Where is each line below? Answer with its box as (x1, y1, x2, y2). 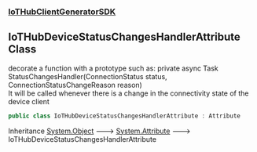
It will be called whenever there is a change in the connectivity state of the (8, 89, 249, 98)
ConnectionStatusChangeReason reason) (8, 80, 143, 89)
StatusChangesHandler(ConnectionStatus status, (8, 71, 167, 81)
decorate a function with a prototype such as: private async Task (8, 63, 218, 73)
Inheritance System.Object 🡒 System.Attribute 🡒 (8, 126, 191, 136)
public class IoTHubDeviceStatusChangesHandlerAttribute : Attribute (8, 112, 241, 120)
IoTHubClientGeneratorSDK (8, 6, 116, 17)
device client (8, 96, 50, 106)
